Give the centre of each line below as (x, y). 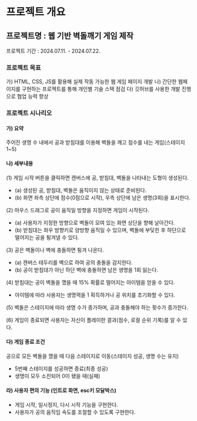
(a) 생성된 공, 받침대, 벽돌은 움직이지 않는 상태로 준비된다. (81, 190)
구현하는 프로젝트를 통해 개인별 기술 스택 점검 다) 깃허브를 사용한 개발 (101, 89)
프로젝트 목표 (24, 67)
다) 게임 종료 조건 (26, 342)
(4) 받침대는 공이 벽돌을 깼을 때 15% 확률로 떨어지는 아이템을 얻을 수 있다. (91, 282)
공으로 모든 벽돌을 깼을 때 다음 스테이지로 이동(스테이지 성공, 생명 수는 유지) (93, 356)
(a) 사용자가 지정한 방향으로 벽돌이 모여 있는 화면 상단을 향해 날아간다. (95, 222)
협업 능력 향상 (33, 96)
